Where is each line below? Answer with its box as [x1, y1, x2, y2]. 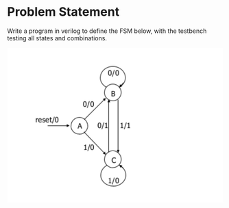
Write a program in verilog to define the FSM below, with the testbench [7, 27, 207, 35]
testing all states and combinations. [7, 34, 108, 42]
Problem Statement [7, 4, 120, 20]
